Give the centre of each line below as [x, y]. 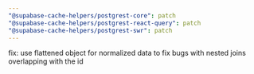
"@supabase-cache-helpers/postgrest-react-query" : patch [105, 23]
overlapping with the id [46, 61]
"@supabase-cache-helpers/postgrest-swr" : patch [90, 30]
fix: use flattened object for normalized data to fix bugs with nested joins [127, 53]
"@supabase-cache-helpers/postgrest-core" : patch [92, 16]
